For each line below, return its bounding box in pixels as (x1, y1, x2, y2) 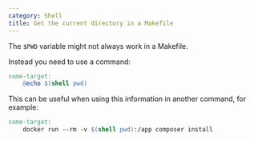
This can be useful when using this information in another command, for (8, 94, 247, 104)
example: (8, 103, 38, 112)
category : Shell (8, 11, 62, 20)
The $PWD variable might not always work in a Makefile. (8, 41, 188, 50)
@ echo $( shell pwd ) (22, 79, 88, 88)
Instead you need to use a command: (8, 57, 131, 66)
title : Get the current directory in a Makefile (8, 19, 174, 27)
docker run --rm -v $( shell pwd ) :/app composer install (22, 126, 214, 134)
